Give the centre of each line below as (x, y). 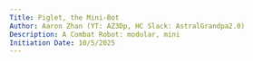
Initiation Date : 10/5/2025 (63, 43)
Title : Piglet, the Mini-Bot (64, 17)
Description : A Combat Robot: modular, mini (95, 34)
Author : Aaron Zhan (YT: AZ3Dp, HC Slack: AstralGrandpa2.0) (127, 26)
